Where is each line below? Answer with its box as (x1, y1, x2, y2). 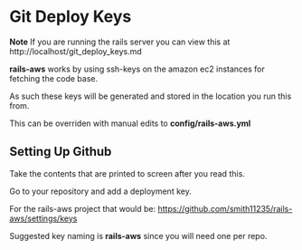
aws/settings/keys (9, 213, 78, 224)
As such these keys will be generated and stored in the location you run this (9, 91, 292, 101)
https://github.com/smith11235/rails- (157, 203, 293, 214)
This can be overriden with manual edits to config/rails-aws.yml (9, 118, 251, 129)
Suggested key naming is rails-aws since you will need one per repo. (9, 230, 268, 241)
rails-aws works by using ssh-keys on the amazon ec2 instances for (9, 63, 265, 74)
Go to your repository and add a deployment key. (9, 186, 192, 197)
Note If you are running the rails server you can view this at (9, 36, 231, 47)
